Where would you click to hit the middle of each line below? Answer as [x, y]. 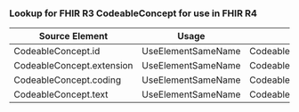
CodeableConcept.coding [68, 80]
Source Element [73, 36]
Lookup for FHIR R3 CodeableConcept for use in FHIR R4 [133, 13]
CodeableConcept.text [61, 94]
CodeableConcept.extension [73, 66]
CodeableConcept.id [57, 52]
